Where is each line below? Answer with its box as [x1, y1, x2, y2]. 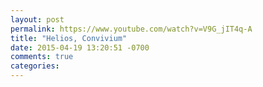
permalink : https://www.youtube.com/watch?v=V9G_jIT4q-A [10, 24, 253, 34]
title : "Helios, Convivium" [10, 33, 128, 43]
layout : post [10, 14, 65, 25]
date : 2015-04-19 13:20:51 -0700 [10, 42, 150, 53]
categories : [10, 61, 60, 71]
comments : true [10, 52, 74, 62]
